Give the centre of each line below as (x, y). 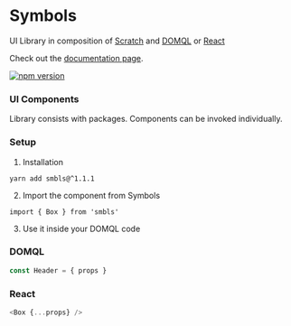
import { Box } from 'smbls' (64, 212)
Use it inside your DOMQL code (81, 228)
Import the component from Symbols (91, 195)
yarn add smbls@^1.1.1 (52, 178)
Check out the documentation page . (76, 58)
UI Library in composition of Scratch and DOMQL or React (117, 41)
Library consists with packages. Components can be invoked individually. (146, 119)
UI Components (44, 98)
